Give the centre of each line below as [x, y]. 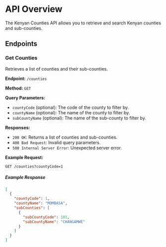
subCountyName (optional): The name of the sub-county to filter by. [79, 118]
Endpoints [21, 44]
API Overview [34, 9]
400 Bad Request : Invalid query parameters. [56, 142]
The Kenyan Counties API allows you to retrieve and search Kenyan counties [83, 23]
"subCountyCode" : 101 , [46, 217]
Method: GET [18, 88]
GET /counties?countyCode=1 [34, 166]
